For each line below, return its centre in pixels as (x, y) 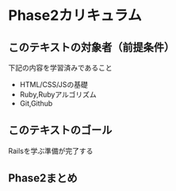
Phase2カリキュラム (75, 15)
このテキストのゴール (60, 130)
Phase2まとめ (43, 178)
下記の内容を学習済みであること (60, 68)
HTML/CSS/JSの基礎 (54, 84)
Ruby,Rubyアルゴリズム (58, 94)
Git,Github (36, 103)
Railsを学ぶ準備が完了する (51, 151)
